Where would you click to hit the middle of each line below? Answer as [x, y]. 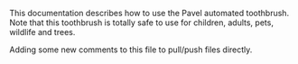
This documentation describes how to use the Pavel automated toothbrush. [149, 13]
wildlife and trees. [42, 32]
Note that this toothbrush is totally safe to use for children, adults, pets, [141, 23]
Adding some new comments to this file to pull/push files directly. [131, 50]
